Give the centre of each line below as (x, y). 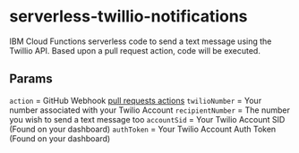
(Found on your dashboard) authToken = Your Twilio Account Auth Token (143, 129)
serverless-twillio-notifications (128, 17)
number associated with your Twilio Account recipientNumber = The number (150, 110)
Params (31, 79)
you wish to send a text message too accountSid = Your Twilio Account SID (147, 119)
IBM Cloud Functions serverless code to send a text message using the (141, 41)
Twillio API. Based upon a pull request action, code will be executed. (135, 50)
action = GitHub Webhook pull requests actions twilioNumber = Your (136, 100)
